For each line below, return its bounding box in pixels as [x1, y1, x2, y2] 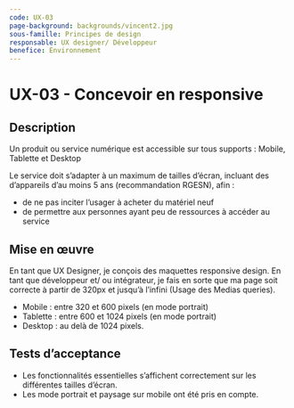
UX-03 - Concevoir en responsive [9, 85, 264, 105]
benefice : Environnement [9, 46, 102, 55]
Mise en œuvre [9, 241, 95, 257]
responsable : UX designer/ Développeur [9, 37, 158, 47]
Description [9, 119, 76, 135]
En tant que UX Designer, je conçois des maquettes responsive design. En [9, 265, 282, 276]
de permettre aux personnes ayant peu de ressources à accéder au [21, 207, 270, 217]
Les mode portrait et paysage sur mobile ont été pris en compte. [21, 388, 259, 399]
